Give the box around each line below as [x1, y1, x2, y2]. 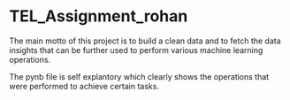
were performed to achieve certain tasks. [9, 81, 159, 91]
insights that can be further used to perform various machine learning [9, 44, 263, 55]
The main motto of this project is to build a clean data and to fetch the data [9, 35, 281, 46]
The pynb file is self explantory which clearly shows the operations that [9, 71, 270, 81]
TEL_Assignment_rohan [9, 6, 188, 27]
